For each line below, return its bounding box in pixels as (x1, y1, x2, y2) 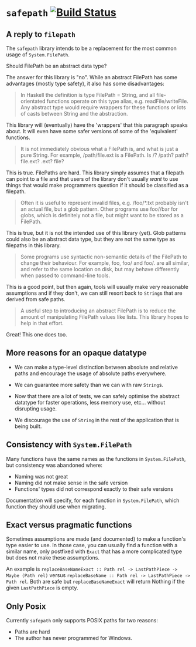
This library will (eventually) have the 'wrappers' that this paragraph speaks (6, 122, 188, 129)
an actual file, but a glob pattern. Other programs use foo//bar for (20, 205, 178, 213)
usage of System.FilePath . (6, 51, 70, 58)
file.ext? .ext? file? (20, 158, 64, 164)
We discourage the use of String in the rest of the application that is (14, 416, 180, 423)
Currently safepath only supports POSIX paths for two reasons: (6, 617, 158, 624)
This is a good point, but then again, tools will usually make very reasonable (6, 284, 189, 290)
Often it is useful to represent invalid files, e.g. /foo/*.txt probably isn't (20, 200, 189, 206)
